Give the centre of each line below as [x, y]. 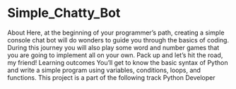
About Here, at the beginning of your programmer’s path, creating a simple [116, 32]
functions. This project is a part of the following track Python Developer [111, 77]
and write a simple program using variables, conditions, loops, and [104, 70]
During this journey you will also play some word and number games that [113, 47]
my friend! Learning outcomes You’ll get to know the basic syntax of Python [118, 62]
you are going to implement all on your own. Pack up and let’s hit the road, [115, 55]
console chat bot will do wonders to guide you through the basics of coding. [118, 40]
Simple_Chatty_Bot [64, 13]
